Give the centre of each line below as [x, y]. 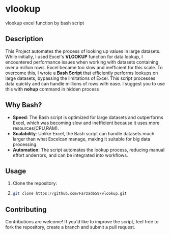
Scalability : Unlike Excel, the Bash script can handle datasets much [83, 133]
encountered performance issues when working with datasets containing [82, 62]
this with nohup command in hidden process [52, 89]
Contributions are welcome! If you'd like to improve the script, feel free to [82, 222]
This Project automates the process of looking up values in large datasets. [83, 51]
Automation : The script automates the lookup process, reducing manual [89, 150]
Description [24, 39]
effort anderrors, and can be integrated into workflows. [70, 155]
